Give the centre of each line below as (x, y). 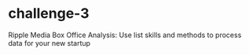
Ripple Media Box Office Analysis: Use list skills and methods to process (125, 35)
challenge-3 (49, 14)
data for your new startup (49, 43)
